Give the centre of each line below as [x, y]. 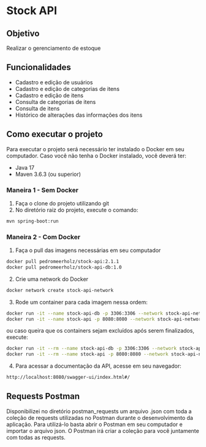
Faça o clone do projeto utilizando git [62, 203]
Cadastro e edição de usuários [54, 82]
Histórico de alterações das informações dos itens [79, 115]
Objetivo [23, 34]
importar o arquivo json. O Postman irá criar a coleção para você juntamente [103, 430]
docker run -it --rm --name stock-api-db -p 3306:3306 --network [91, 349]
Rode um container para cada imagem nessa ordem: [82, 302]
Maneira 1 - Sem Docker [42, 190]
